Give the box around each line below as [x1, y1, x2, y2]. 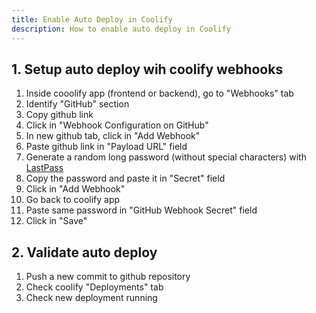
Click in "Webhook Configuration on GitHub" [25, 119, 209, 131]
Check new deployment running [25, 292, 158, 304]
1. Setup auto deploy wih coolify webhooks [11, 61, 284, 78]
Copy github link [25, 109, 94, 121]
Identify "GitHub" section [25, 98, 130, 110]
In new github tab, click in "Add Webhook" [25, 130, 201, 142]
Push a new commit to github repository [25, 271, 191, 283]
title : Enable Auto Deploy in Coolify [11, 14, 173, 25]
